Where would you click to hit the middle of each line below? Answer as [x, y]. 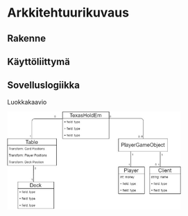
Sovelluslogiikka [43, 85]
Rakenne [27, 38]
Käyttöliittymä [39, 61]
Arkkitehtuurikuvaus [68, 13]
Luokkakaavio [27, 102]
